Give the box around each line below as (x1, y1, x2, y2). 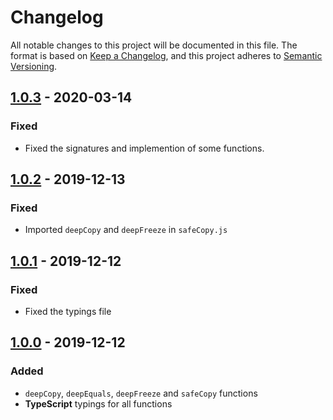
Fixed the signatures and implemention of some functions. (24, 142, 265, 154)
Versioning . (10, 60, 58, 72)
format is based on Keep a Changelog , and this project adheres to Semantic (10, 49, 323, 61)
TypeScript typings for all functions (24, 397, 173, 410)
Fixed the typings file (24, 306, 112, 317)
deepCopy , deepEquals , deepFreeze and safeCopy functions (24, 387, 258, 399)
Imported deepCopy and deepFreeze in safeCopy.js (24, 224, 228, 236)
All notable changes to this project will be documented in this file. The (10, 39, 298, 51)
